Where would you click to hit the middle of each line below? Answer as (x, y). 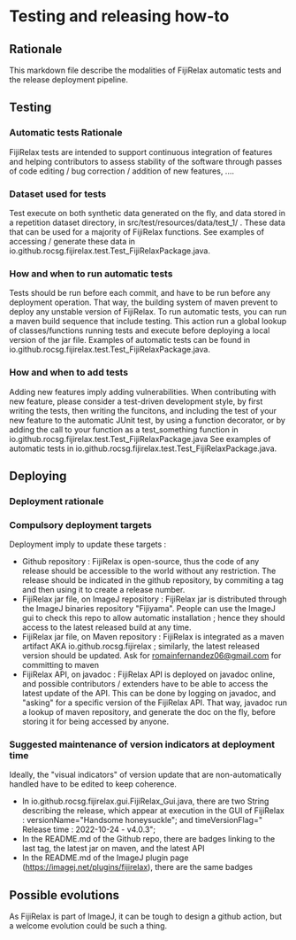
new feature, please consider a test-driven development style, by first (136, 401)
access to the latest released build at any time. (106, 627)
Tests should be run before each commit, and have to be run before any (140, 293)
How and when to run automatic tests (91, 274)
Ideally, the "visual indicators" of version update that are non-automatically (145, 775)
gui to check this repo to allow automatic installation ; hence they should (153, 618)
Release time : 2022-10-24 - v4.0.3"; (89, 829)
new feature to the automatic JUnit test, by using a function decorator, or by (147, 420)
